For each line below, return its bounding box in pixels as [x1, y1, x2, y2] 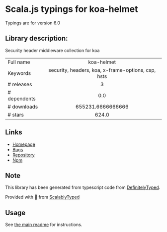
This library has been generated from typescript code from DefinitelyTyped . [5, 184, 161, 190]
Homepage [12, 141, 36, 147]
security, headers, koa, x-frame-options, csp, [48, 66, 156, 73]
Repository [12, 152, 35, 158]
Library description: [5, 34, 68, 43]
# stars [7, 111, 24, 118]
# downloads [7, 103, 38, 110]
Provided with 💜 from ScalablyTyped [5, 194, 80, 200]
